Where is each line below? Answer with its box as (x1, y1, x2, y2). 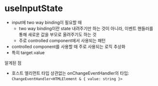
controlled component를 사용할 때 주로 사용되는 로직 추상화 (11, 43, 126, 49)
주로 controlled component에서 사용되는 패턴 (18, 37, 106, 43)
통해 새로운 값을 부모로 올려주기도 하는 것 (18, 31, 97, 37)
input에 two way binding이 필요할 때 (11, 19, 82, 25)
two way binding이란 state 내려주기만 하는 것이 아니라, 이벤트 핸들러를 (18, 25, 154, 31)
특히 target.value (11, 49, 45, 56)
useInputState (4, 3, 63, 14)
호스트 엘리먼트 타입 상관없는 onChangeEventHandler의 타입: (11, 70, 129, 76)
